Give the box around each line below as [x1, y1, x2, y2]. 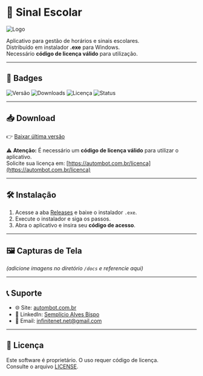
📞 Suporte [6, 288, 42, 298]
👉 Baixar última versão [6, 132, 65, 140]
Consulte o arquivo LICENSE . [6, 363, 79, 370]
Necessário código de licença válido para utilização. [6, 50, 138, 57]
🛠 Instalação [6, 190, 56, 200]
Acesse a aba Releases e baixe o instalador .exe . [14, 209, 137, 216]
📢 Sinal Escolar [6, 5, 83, 19]
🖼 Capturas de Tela [6, 245, 83, 256]
